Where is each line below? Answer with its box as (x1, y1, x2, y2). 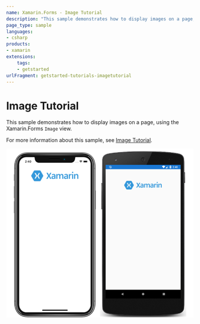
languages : (6, 29, 33, 35)
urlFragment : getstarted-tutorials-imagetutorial (6, 72, 132, 79)
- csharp (6, 35, 28, 41)
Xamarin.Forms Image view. (6, 125, 73, 132)
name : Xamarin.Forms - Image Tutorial (6, 10, 102, 16)
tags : (17, 60, 31, 66)
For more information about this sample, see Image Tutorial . (6, 137, 153, 144)
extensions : (6, 54, 36, 60)
